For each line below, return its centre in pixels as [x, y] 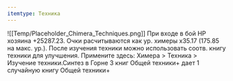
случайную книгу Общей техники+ [59, 70]
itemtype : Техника [34, 13]
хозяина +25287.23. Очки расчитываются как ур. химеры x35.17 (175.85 [113, 40]
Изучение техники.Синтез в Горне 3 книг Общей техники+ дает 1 [103, 62]
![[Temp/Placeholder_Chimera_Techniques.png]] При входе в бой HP [107, 33]
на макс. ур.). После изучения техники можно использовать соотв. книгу [116, 48]
